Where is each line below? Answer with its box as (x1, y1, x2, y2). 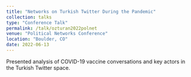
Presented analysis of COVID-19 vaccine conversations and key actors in (6, 57, 186, 65)
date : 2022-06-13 (6, 42, 50, 48)
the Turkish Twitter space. (6, 64, 70, 71)
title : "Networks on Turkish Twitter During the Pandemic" (6, 8, 156, 15)
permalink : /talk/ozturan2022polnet (6, 25, 97, 31)
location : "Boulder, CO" (6, 36, 68, 42)
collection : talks (6, 14, 52, 20)
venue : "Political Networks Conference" (6, 31, 109, 37)
